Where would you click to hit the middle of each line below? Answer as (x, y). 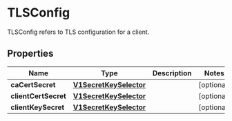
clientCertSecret (39, 96)
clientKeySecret (38, 107)
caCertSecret (33, 84)
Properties (30, 54)
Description (172, 73)
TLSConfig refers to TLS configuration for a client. (78, 32)
